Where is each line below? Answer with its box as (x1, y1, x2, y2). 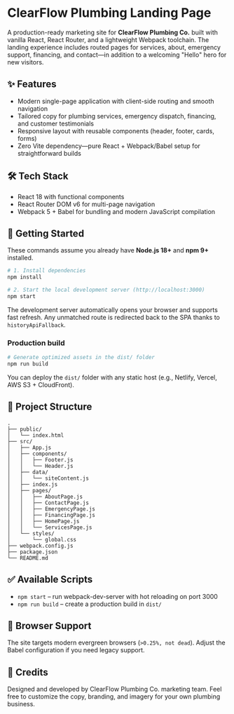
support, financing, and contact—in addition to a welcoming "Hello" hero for (7, 50, 227, 59)
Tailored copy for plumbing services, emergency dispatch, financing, (17, 112, 216, 120)
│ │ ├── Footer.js (7, 456, 74, 464)
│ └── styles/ (7, 530, 55, 537)
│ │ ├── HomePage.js (7, 518, 80, 525)
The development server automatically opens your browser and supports (7, 305, 219, 314)
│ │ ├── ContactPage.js (7, 499, 90, 506)
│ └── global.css (7, 536, 77, 543)
